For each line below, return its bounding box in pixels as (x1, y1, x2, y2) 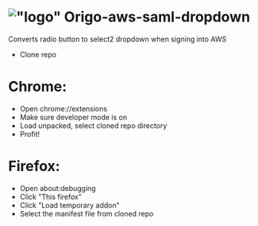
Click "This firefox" (19, 192, 82, 201)
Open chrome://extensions (19, 103, 108, 113)
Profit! (19, 129, 40, 138)
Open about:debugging (19, 183, 97, 193)
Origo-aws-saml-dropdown (64, 8, 251, 26)
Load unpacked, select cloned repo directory (19, 120, 168, 131)
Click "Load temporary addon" (19, 200, 121, 210)
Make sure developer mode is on (19, 112, 128, 122)
